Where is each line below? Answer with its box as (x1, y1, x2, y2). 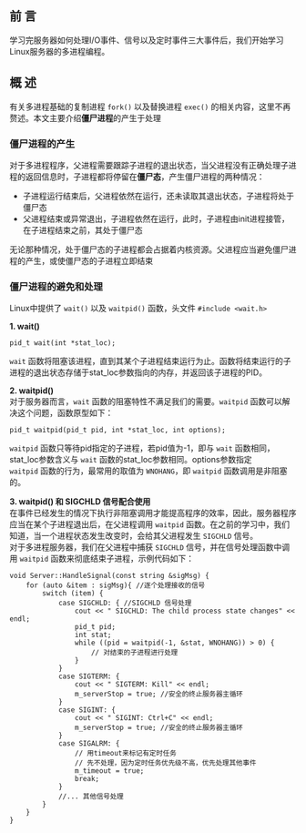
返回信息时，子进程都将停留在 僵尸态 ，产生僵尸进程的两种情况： (25, 171, 265, 182)
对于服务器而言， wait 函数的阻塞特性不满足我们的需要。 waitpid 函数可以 (9, 396, 282, 407)
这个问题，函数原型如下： (16, 408, 114, 419)
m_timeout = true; (74, 767, 145, 776)
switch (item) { (42, 589, 104, 598)
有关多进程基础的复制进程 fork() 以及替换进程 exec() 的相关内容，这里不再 (9, 101, 291, 112)
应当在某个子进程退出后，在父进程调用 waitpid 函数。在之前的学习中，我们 (9, 519, 290, 530)
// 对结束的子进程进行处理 (90, 648, 178, 657)
